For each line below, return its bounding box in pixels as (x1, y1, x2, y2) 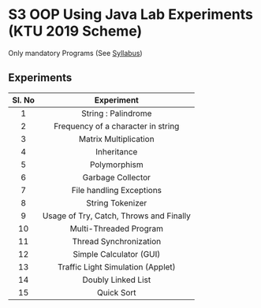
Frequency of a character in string (54, 121, 180, 132)
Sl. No (12, 95, 35, 106)
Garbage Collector (82, 172, 151, 183)
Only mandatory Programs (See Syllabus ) (8, 48, 144, 58)
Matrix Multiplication (78, 133, 155, 144)
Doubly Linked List (82, 274, 151, 285)
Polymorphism (89, 159, 144, 170)
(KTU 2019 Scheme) (8, 22, 143, 40)
